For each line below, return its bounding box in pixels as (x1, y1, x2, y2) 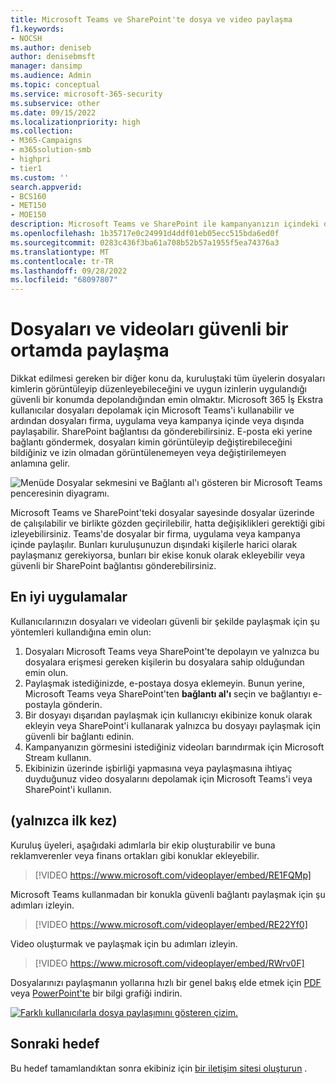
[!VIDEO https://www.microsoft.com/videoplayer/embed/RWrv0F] (34, 957, 305, 969)
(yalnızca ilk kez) (10, 812, 118, 830)
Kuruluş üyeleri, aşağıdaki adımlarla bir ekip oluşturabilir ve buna (10, 839, 276, 851)
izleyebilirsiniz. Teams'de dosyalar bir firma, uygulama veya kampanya (10, 528, 301, 540)
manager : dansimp (10, 61, 83, 71)
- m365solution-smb (10, 145, 92, 155)
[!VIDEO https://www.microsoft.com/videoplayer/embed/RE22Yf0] (34, 918, 308, 930)
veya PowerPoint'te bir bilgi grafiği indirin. (10, 987, 183, 999)
